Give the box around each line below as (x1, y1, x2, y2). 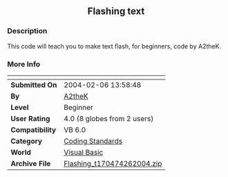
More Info (7, 59, 41, 68)
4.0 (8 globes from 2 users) (64, 113, 154, 123)
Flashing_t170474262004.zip (64, 158, 162, 168)
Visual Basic (64, 147, 104, 157)
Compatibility (10, 124, 57, 134)
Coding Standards (64, 136, 123, 146)
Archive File (10, 158, 51, 168)
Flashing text (87, 6, 145, 17)
